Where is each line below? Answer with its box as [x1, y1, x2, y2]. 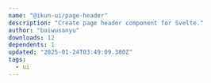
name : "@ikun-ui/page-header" [8, 11, 109, 20]
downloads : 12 [8, 33, 56, 42]
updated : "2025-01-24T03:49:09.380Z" [8, 48, 133, 56]
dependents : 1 [8, 41, 56, 49]
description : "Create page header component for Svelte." [8, 19, 204, 27]
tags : [8, 56, 26, 64]
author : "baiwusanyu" [8, 26, 80, 34]
